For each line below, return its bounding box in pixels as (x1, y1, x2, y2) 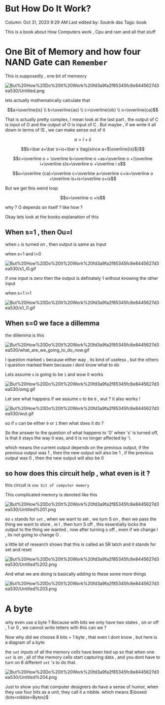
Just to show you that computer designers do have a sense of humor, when (5, 684, 159, 690)
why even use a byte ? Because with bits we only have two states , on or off (5, 620, 159, 626)
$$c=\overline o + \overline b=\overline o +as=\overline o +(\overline (13, 155, 153, 161)
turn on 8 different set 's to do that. (5, 660, 77, 666)
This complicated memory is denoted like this (5, 492, 98, 498)
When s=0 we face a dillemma (5, 319, 100, 328)
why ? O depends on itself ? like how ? (5, 204, 83, 210)
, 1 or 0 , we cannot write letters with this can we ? (5, 625, 107, 631)
